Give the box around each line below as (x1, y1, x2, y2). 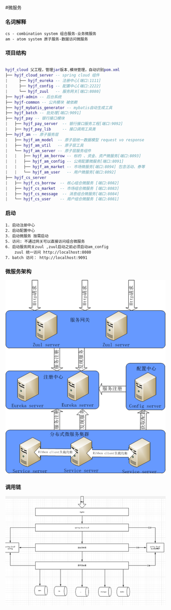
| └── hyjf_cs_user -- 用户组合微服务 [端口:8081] (5, 197, 120, 202)
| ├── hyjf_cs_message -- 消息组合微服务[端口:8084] (5, 191, 120, 197)
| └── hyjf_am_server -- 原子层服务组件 (5, 148, 92, 153)
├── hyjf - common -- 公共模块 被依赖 (5, 100, 78, 105)
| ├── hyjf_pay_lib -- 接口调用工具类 (5, 127, 96, 132)
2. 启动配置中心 (5, 228, 35, 233)
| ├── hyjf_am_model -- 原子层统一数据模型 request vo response (5, 137, 145, 142)
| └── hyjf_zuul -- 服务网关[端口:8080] (5, 89, 101, 94)
